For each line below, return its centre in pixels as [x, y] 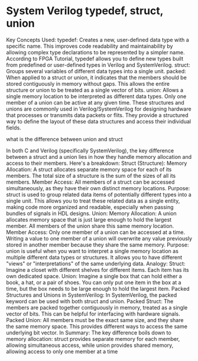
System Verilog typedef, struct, [85, 11]
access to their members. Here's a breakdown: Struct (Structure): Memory [97, 163]
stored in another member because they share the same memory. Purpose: [98, 245]
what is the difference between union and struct [64, 139]
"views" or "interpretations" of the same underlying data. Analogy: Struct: [96, 264]
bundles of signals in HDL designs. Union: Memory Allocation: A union [92, 213]
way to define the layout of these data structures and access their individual [98, 121]
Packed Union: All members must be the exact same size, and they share [95, 320]
